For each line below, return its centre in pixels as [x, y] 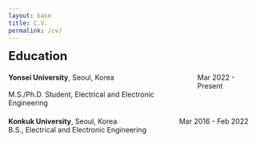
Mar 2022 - [216, 77]
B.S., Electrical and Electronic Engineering [77, 130]
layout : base [30, 16]
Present [210, 86]
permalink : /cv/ [35, 30]
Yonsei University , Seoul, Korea [61, 77]
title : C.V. [28, 23]
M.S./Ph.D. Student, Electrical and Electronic [81, 95]
